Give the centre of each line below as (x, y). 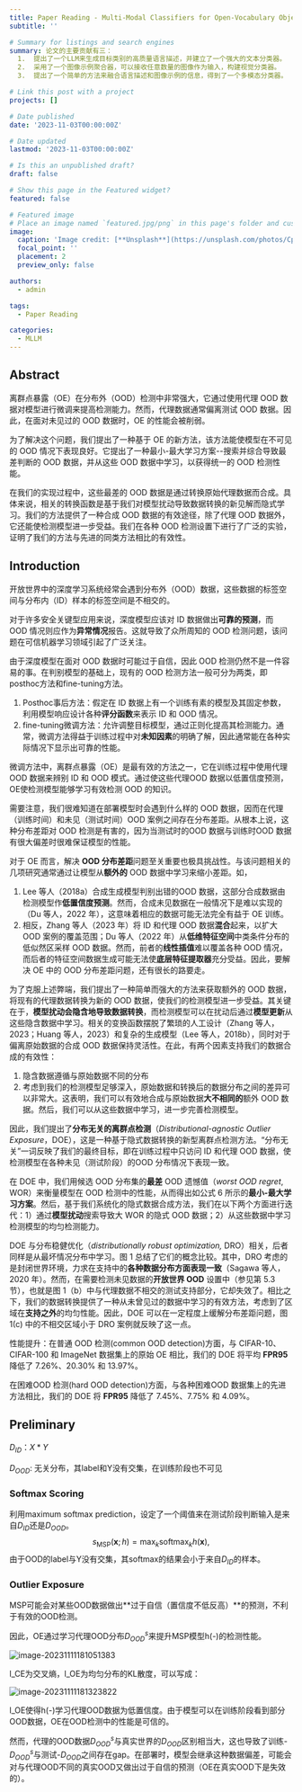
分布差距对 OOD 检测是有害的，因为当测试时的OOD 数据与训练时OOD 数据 (154, 830)
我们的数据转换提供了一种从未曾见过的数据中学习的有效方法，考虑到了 (155, 1301)
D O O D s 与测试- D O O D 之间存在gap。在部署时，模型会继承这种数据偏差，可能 (147, 1755)
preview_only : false (56, 265)
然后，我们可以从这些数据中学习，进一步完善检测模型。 (141, 1109)
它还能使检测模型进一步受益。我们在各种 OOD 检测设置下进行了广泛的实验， (151, 526)
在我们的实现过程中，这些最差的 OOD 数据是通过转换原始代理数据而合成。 (147, 492)
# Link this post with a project (72, 92)
